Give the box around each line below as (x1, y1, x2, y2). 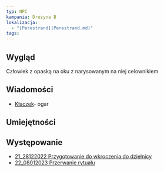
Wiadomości (6, 85, 53, 95)
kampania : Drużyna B (6, 14, 57, 20)
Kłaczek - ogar (14, 100, 49, 107)
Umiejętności (6, 117, 56, 127)
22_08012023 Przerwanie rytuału (14, 159, 95, 166)
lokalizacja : (6, 19, 38, 25)
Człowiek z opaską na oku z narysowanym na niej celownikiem (6, 68, 159, 75)
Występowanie (6, 137, 63, 147)
